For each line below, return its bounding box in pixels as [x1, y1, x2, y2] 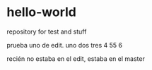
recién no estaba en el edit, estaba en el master [6, 54, 146, 63]
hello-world [6, 4, 77, 20]
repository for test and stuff [6, 27, 87, 36]
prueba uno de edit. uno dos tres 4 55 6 [6, 41, 123, 49]
